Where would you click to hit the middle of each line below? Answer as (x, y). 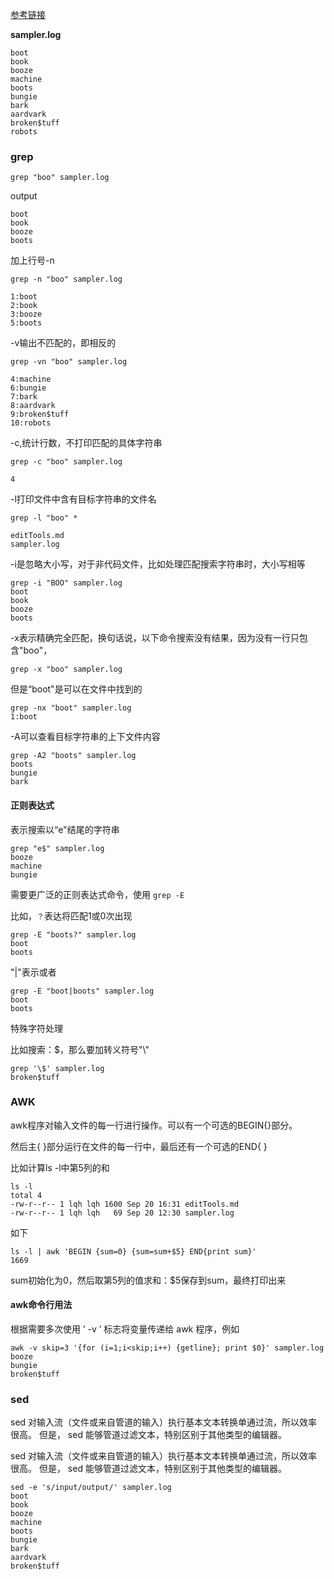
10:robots (31, 423)
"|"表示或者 (33, 972)
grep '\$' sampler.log (57, 1068)
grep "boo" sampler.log (60, 178)
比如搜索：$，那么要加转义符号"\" (80, 1049)
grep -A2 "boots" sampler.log (73, 756)
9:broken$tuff (40, 414)
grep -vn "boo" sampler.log (69, 362)
